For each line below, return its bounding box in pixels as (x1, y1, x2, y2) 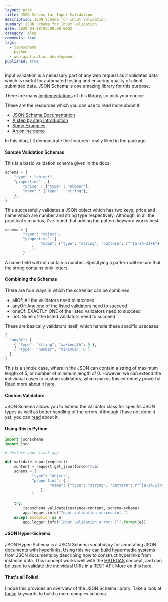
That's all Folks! (5, 574, 39, 580)
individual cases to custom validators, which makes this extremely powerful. (5, 376, 162, 382)
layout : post (5, 7, 32, 13)
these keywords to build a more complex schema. (5, 591, 107, 597)
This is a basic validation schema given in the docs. (5, 160, 111, 166)
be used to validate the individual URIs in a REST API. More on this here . (5, 563, 153, 569)
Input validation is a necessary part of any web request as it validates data (5, 72, 158, 78)
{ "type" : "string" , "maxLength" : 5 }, (14, 342, 97, 347)
